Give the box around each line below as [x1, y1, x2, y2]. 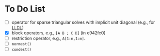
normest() [11, 42, 32, 47]
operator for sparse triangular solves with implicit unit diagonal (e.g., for [11, 19, 155, 25]
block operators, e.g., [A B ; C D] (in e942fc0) [11, 30, 106, 36]
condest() [11, 47, 32, 52]
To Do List [4, 3, 46, 14]
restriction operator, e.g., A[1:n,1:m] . [11, 35, 86, 42]
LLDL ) [11, 25, 24, 30]
